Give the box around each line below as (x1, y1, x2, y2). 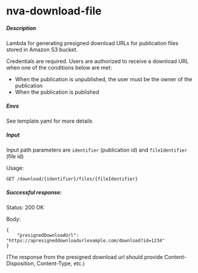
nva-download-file (6, 4, 102, 18)
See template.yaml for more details (6, 117, 93, 124)
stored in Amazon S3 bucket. (6, 46, 78, 54)
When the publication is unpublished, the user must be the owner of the (14, 76, 193, 83)
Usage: (6, 164, 24, 172)
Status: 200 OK (6, 204, 44, 211)
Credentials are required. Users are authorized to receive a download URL (6, 58, 189, 65)
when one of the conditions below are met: (6, 64, 112, 72)
